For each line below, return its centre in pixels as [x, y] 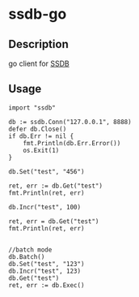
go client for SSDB [39, 63]
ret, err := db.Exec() [46, 285]
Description [38, 44]
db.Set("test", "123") [46, 264]
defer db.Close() [38, 129]
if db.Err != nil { [41, 136]
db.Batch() [27, 256]
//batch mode [30, 250]
